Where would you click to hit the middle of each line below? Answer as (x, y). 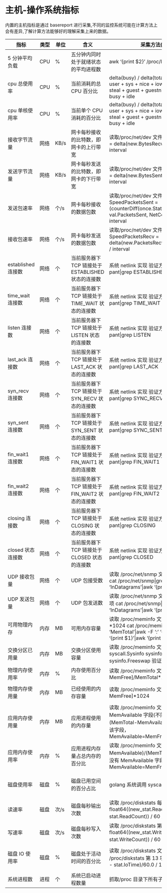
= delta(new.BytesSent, (136, 175)
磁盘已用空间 (86, 781)
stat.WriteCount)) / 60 (135, 839)
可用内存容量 (86, 628)
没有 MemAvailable (131, 760)
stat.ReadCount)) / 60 (135, 816)
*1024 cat (122, 626)
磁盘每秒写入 (86, 829)
